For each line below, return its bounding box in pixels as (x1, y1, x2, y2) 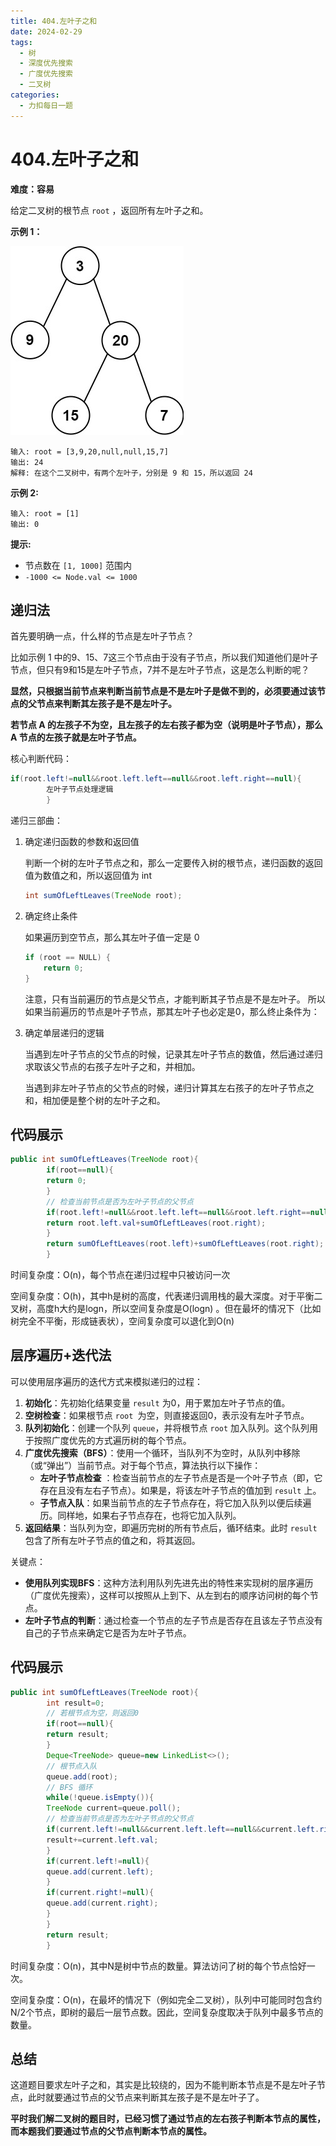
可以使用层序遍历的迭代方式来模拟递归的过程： (10, 1375, 203, 1387)
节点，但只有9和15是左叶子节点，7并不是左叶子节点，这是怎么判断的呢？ (10, 664, 310, 676)
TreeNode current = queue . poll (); (46, 1803, 182, 1814)
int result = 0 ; (46, 1698, 105, 1708)
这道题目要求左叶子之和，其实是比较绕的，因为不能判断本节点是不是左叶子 (10, 2079, 317, 2091)
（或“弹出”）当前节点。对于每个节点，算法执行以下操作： (24, 1459, 262, 1471)
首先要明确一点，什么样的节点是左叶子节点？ (10, 630, 195, 642)
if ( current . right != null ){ (46, 1888, 155, 1898)
